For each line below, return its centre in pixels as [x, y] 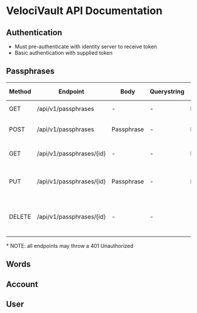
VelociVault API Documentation [84, 11]
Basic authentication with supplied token [64, 53]
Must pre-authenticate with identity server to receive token [86, 46]
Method [20, 91]
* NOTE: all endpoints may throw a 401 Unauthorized [70, 245]
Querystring [167, 91]
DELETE [20, 217]
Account [22, 284]
